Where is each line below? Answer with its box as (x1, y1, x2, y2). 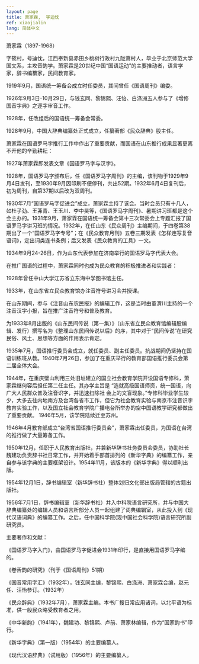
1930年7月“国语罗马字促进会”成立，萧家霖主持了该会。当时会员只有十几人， (6, 200, 192, 207)
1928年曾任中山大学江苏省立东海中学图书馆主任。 (6, 275, 127, 282)
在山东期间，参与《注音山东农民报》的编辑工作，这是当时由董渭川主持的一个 (6, 300, 193, 307)
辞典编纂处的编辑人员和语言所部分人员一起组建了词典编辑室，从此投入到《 (6, 506, 188, 514)
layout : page (6, 8, 38, 15)
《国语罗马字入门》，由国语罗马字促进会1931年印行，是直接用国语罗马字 (6, 546, 181, 554)
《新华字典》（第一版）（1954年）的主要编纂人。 (6, 639, 122, 646)
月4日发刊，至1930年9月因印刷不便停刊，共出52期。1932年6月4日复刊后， (6, 180, 190, 187)
